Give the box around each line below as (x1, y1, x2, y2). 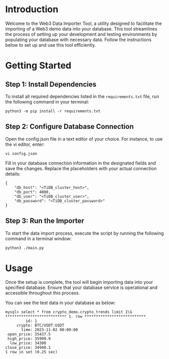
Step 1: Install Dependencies (5, 80, 97, 88)
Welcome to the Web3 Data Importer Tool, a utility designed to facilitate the (5, 20, 162, 26)
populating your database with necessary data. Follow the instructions (5, 37, 152, 43)
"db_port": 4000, (14, 189, 51, 194)
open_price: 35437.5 (7, 332, 51, 337)
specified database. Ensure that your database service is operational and (5, 284, 158, 290)
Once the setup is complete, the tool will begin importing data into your (5, 279, 153, 285)
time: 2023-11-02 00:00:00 (21, 328, 78, 333)
